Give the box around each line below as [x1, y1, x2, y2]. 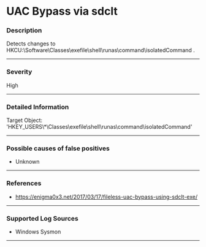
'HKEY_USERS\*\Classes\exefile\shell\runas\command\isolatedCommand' [6, 123, 193, 131]
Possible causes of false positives [6, 144, 110, 153]
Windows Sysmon [15, 228, 61, 235]
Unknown [15, 158, 40, 165]
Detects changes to [6, 40, 56, 47]
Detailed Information [6, 102, 69, 111]
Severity [6, 67, 32, 76]
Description [6, 26, 42, 35]
